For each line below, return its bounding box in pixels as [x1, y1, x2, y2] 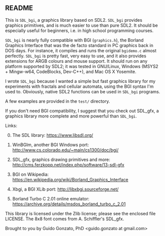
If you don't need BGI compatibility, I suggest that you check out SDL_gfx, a [5, 108, 159, 114]
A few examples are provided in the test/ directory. [5, 98, 110, 104]
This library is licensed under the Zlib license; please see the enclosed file [5, 210, 156, 216]
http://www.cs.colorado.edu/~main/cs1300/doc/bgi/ [12, 147, 119, 153]
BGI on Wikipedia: [12, 171, 49, 177]
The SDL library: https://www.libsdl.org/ [12, 132, 93, 138]
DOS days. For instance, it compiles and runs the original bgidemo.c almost [5, 47, 157, 53]
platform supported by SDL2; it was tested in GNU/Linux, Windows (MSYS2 [5, 63, 159, 69]
